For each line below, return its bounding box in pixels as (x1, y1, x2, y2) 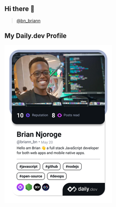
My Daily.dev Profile (4, 32, 67, 40)
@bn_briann (16, 17, 41, 23)
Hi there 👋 (4, 5, 35, 13)
